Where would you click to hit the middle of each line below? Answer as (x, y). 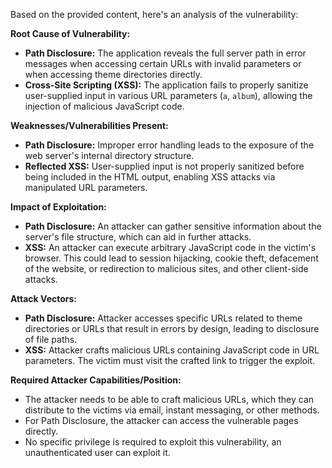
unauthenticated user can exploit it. (97, 452)
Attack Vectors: (44, 298)
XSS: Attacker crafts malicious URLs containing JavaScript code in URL (172, 350)
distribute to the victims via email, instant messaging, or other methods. (172, 410)
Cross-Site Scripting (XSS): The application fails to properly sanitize (166, 85)
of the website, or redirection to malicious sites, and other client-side (166, 268)
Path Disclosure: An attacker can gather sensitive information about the (173, 226)
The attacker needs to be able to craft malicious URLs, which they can (169, 399)
